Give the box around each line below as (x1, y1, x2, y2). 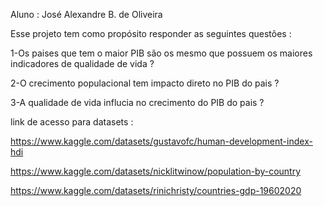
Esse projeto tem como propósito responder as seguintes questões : (10, 28, 292, 39)
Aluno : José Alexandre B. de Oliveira (10, 9, 163, 20)
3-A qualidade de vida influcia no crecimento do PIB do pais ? (10, 97, 265, 108)
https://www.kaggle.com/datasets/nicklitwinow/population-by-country (10, 165, 302, 177)
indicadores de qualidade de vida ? (10, 58, 155, 69)
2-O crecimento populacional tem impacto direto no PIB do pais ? (10, 77, 280, 89)
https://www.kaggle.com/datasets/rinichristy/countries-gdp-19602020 (10, 185, 302, 196)
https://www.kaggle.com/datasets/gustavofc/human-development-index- (10, 135, 313, 147)
